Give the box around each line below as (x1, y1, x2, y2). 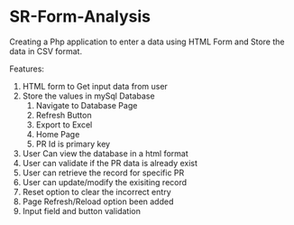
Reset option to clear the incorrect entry (22, 186, 171, 197)
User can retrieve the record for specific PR (22, 167, 185, 178)
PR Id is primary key (35, 138, 111, 149)
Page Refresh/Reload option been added (22, 196, 174, 207)
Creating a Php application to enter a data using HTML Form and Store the (9, 36, 285, 47)
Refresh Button (35, 109, 92, 120)
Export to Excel (35, 119, 93, 130)
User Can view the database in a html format (22, 147, 189, 159)
